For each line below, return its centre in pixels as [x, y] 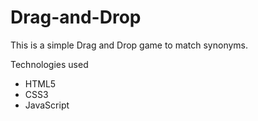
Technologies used [49, 64]
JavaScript [47, 105]
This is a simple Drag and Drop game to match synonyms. [129, 45]
